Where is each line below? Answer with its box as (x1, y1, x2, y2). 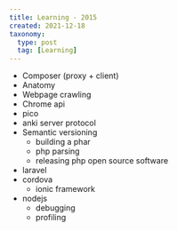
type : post (17, 37, 58, 47)
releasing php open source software (35, 155, 169, 166)
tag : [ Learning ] (17, 46, 77, 55)
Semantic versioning (21, 127, 98, 138)
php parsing (35, 146, 80, 156)
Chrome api (21, 99, 65, 109)
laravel (21, 165, 47, 176)
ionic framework (35, 184, 96, 195)
